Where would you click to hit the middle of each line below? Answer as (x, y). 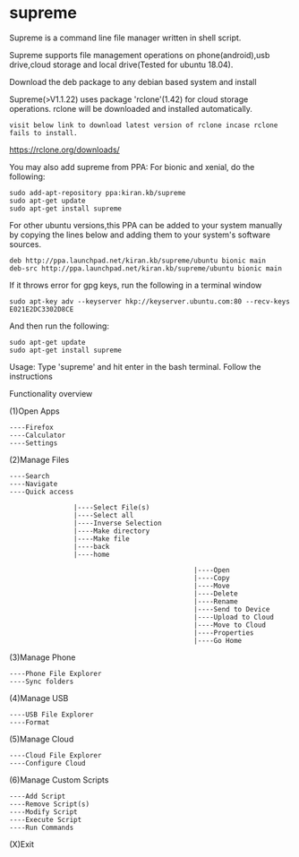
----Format (30, 722)
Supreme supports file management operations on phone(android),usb (140, 55)
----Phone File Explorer (56, 673)
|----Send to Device (232, 609)
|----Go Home (218, 640)
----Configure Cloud (48, 763)
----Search (30, 476)
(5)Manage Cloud (42, 739)
